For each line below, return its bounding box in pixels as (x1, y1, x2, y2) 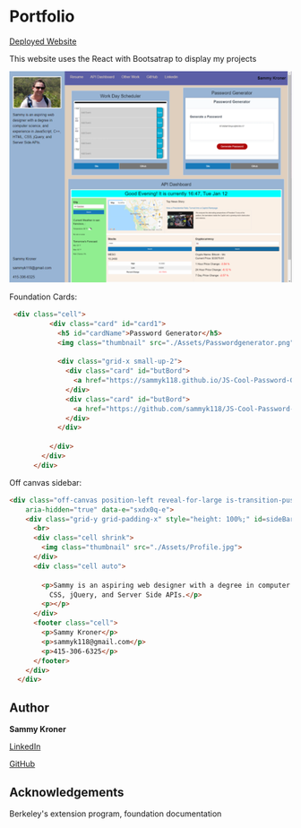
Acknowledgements (9, 784, 125, 799)
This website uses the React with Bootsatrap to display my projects (9, 53, 257, 64)
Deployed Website (9, 36, 77, 47)
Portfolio (9, 6, 75, 27)
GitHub (9, 759, 36, 770)
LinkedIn (9, 741, 41, 752)
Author (9, 700, 49, 715)
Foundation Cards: (9, 291, 78, 302)
